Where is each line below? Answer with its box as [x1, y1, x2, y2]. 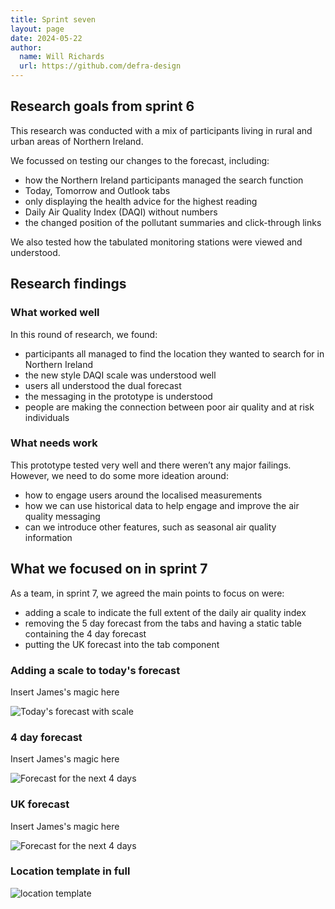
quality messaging [24, 510, 101, 522]
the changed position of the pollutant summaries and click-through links [24, 216, 322, 228]
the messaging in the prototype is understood [24, 390, 213, 402]
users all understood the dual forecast [24, 379, 182, 391]
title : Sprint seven [10, 14, 97, 25]
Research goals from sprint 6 [10, 98, 195, 115]
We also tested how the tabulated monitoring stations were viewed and [10, 236, 303, 248]
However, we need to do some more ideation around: [10, 469, 229, 481]
